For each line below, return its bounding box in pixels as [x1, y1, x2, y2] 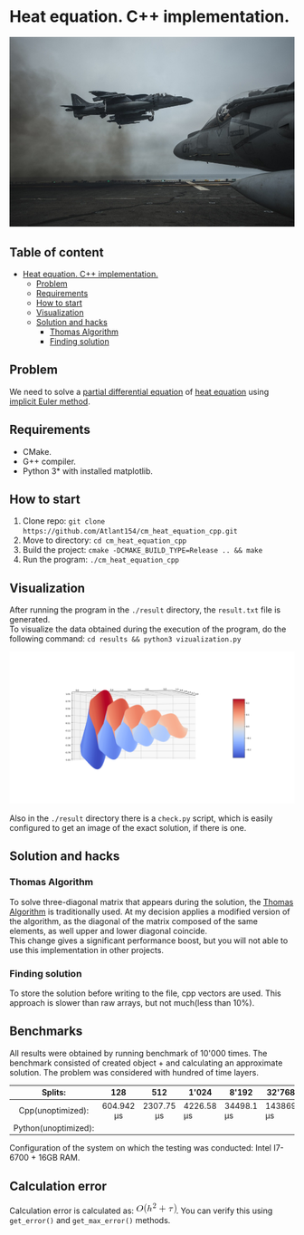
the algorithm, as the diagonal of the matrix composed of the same [9, 915, 258, 926]
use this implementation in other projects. [9, 944, 165, 955]
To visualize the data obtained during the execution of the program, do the [9, 623, 287, 635]
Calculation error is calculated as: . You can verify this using [9, 1205, 273, 1216]
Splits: [42, 1087, 66, 1098]
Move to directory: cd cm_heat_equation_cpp [22, 535, 187, 545]
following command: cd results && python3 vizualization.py [9, 633, 242, 644]
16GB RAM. [38, 1153, 81, 1163]
